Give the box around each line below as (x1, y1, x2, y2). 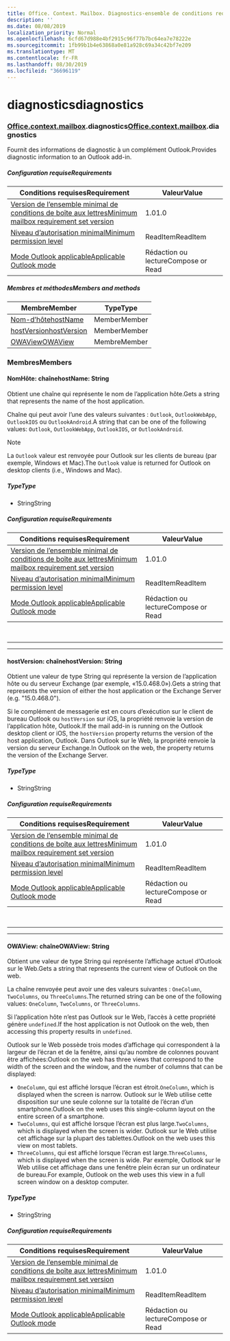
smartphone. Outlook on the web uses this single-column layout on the (16, 1105, 216, 1113)
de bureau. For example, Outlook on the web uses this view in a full (16, 1170, 205, 1179)
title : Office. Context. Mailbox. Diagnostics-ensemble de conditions (7, 10, 213, 17)
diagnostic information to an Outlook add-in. (7, 152, 132, 161)
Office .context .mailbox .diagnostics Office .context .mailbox (7, 121, 207, 131)
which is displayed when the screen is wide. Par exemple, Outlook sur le (16, 1156, 221, 1164)
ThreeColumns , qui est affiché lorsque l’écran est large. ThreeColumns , (16, 1149, 207, 1157)
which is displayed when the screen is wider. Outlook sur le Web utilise (16, 1127, 217, 1135)
